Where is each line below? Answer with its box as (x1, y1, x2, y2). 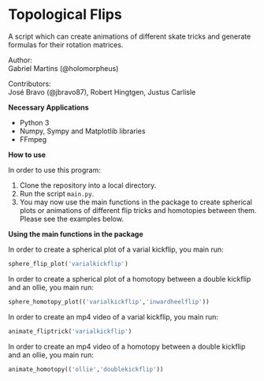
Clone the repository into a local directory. (19, 180, 157, 190)
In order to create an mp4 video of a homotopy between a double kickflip (8, 342, 246, 351)
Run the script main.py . (19, 189, 95, 198)
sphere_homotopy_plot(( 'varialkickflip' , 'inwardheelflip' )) (8, 297, 210, 305)
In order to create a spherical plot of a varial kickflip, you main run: (8, 245, 225, 254)
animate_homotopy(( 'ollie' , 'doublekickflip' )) (8, 365, 164, 373)
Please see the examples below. (19, 214, 125, 223)
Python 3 (19, 118, 50, 127)
